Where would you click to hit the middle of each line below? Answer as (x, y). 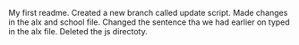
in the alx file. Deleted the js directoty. (78, 31)
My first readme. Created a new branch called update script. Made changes (148, 13)
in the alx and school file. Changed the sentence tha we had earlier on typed (149, 22)
